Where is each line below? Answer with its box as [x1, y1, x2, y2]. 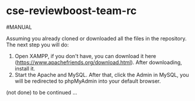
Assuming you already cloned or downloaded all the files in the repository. [6, 35, 187, 42]
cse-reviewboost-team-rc [6, 4, 137, 18]
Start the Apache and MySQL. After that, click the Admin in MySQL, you [14, 71, 189, 78]
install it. [14, 65, 35, 72]
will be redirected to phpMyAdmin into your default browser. [14, 78, 161, 85]
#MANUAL [6, 23, 32, 31]
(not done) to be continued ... [6, 89, 77, 96]
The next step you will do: [6, 41, 69, 48]
